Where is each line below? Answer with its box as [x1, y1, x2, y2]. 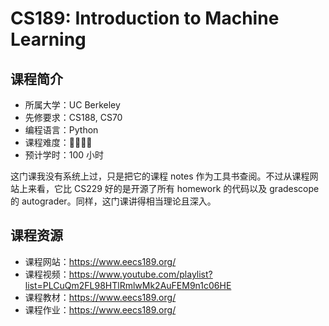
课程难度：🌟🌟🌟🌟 [24, 137, 93, 148]
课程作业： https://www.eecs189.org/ [24, 303, 177, 316]
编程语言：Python [24, 124, 99, 136]
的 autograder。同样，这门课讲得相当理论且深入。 [10, 195, 217, 207]
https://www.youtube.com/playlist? [68, 268, 213, 280]
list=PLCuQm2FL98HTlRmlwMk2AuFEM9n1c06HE [24, 279, 232, 291]
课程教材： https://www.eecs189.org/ [24, 291, 177, 303]
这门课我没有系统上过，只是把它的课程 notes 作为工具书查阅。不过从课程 [10, 170, 310, 182]
